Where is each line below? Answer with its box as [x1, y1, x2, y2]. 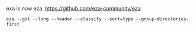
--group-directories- [135, 16, 189, 22]
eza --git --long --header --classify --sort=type [6, 16, 134, 22]
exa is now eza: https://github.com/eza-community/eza [6, 5, 141, 12]
